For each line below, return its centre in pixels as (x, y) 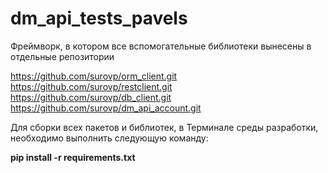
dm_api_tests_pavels (99, 18)
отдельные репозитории (62, 56)
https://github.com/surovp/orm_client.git (94, 76)
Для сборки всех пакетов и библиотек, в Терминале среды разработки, (164, 127)
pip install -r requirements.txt (73, 157)
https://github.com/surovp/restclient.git (91, 86)
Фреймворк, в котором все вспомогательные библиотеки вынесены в (161, 46)
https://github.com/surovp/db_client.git (91, 97)
